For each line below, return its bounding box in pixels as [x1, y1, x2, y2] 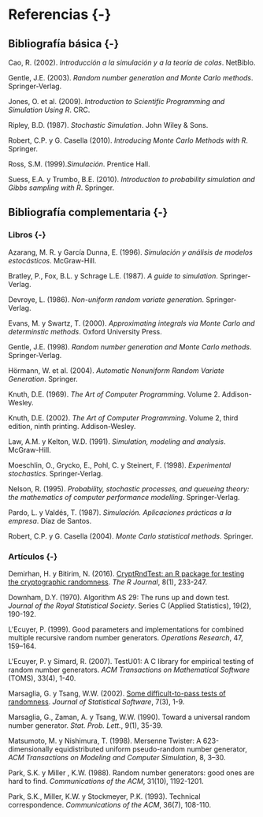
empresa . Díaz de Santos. [8, 516, 92, 525]
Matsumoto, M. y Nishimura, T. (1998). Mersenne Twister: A [8, 736, 202, 745]
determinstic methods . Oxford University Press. [8, 326, 163, 336]
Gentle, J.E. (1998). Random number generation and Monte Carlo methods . [8, 341, 252, 352]
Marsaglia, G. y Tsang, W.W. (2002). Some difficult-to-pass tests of [8, 688, 226, 698]
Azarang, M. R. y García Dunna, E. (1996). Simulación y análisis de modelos [8, 247, 254, 257]
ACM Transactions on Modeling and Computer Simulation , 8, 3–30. [8, 752, 226, 762]
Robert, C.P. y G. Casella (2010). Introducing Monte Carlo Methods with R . [8, 136, 248, 145]
